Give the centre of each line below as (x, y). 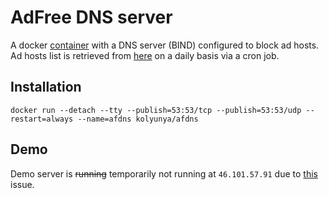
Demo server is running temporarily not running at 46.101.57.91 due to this (164, 173)
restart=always (42, 119)
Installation (46, 87)
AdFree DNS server (91, 17)
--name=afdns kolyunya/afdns (138, 119)
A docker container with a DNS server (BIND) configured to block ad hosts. (165, 45)
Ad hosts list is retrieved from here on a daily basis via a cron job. (145, 55)
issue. (22, 184)
